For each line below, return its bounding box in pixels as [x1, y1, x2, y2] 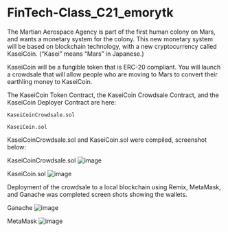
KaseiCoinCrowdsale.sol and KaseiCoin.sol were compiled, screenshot [7, 136, 207, 144]
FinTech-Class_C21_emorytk [7, 5, 174, 21]
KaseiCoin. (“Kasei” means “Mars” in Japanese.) [7, 50, 144, 58]
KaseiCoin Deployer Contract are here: [7, 98, 117, 106]
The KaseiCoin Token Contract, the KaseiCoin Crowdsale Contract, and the [7, 91, 220, 99]
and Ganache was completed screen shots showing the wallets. [7, 190, 187, 198]
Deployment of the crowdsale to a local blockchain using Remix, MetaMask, [7, 182, 221, 191]
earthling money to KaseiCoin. [7, 77, 93, 85]
